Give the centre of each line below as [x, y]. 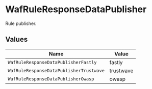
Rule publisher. [21, 23]
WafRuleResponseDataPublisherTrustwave [56, 70]
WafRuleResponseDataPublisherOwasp [51, 79]
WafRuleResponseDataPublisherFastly [52, 62]
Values [17, 39]
